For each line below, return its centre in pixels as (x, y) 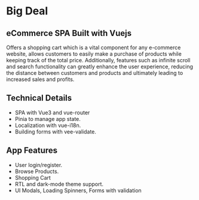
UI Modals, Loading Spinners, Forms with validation (78, 190)
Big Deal (27, 11)
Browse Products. (37, 171)
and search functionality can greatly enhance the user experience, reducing (99, 66)
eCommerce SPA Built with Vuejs (69, 33)
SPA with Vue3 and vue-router (52, 113)
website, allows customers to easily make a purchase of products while (94, 54)
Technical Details (39, 98)
